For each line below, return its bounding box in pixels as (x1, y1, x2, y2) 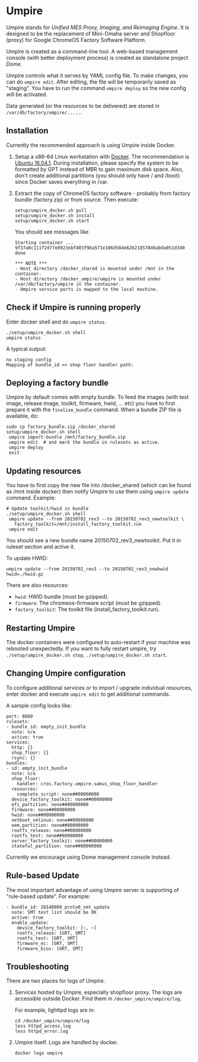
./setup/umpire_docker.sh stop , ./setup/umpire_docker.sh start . (6, 651, 168, 658)
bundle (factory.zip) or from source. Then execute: (14, 196, 139, 203)
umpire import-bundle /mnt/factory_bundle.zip (8, 434, 126, 440)
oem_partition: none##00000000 (11, 822, 89, 828)
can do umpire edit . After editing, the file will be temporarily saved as (6, 78, 176, 85)
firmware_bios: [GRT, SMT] (17, 945, 84, 952)
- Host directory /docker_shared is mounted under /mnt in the (14, 265, 175, 271)
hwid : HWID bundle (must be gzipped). (14, 593, 109, 600)
